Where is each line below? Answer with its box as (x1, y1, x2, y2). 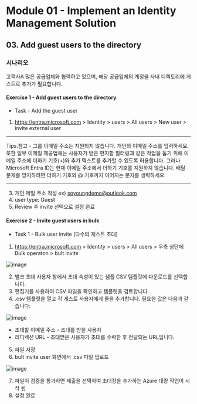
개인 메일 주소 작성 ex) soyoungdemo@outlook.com (14, 189, 137, 197)
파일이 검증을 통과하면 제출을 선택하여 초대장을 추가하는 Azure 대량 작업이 (14, 377, 184, 385)
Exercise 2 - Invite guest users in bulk (6, 217, 100, 224)
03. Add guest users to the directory (6, 40, 142, 50)
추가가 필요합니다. (21, 80, 63, 87)
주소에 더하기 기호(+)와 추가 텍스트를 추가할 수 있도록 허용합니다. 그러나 (16, 157, 181, 164)
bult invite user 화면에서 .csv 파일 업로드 (14, 354, 110, 361)
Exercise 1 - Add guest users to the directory (6, 94, 117, 101)
